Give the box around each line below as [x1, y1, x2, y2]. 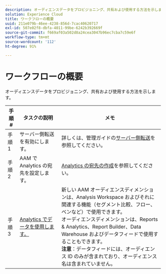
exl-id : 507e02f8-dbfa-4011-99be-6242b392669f [5, 26, 103, 31]
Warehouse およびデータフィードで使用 [61, 231, 154, 237]
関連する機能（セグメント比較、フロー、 [61, 201, 156, 208]
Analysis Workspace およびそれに [76, 194, 155, 200]
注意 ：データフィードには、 [61, 245, 126, 252]
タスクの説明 [23, 114, 53, 121]
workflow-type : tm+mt [5, 35, 50, 40]
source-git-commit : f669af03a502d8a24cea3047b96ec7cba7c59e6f [5, 30, 136, 35]
